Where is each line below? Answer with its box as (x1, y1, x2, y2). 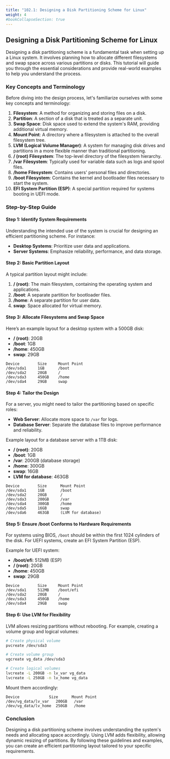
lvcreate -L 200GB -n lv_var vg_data (6, 671, 86, 676)
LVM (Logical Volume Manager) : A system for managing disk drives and (13, 143, 165, 149)
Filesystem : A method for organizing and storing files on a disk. (13, 110, 147, 116)
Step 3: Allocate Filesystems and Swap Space (6, 314, 105, 320)
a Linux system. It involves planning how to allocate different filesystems (6, 54, 157, 61)
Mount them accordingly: (6, 684, 58, 690)
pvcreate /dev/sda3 (6, 643, 47, 648)
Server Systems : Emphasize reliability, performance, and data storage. (13, 248, 162, 254)
